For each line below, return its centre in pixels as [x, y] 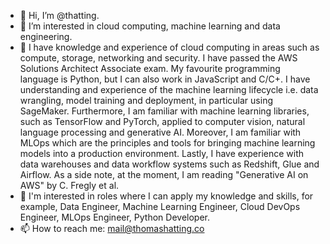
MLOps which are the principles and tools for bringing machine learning [167, 143]
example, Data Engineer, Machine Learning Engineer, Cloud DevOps [160, 206]
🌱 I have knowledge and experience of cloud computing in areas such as [169, 47]
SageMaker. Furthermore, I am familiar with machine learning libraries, [164, 111]
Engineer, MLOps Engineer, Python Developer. [114, 217]
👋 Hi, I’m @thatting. [59, 15]
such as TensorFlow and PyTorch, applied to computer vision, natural [162, 121]
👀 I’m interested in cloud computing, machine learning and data [150, 26]
